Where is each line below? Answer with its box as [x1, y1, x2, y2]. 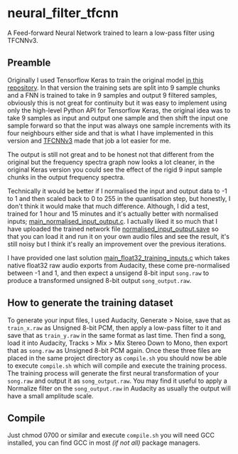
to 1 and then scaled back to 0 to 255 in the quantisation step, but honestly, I [7, 194, 231, 202]
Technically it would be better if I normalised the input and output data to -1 [7, 187, 227, 195]
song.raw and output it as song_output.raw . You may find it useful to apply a [7, 376, 227, 385]
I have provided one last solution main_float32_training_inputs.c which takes [7, 253, 230, 262]
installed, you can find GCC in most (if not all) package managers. [7, 438, 200, 447]
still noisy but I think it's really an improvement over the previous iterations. [7, 239, 227, 248]
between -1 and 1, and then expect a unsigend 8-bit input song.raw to [7, 269, 210, 277]
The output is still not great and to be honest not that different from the [7, 150, 215, 158]
